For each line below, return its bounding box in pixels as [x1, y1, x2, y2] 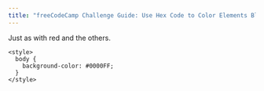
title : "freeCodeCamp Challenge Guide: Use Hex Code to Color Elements [8, 11, 247, 20]
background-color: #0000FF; [22, 62, 114, 70]
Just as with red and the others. [8, 33, 112, 42]
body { [15, 55, 37, 63]
